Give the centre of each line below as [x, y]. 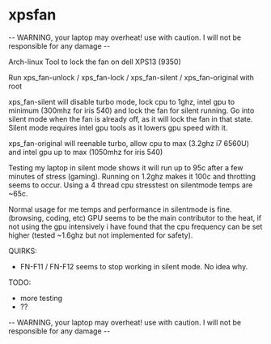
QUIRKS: [23, 251]
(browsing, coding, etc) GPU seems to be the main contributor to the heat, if [135, 217]
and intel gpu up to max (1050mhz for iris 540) [86, 152]
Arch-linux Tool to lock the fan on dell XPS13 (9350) [95, 62]
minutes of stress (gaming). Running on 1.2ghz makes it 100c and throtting [132, 176]
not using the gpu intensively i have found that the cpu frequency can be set [135, 226]
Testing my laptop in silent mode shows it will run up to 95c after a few [126, 167]
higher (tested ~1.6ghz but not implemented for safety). [101, 235]
